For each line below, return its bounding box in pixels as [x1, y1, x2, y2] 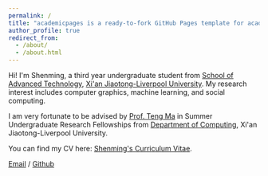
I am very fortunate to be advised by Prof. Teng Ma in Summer [8, 111, 213, 120]
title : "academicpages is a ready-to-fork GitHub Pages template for [8, 19, 245, 27]
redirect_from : [8, 33, 59, 42]
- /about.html [15, 49, 62, 57]
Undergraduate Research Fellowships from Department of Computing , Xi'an [8, 120, 258, 129]
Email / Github [8, 159, 54, 168]
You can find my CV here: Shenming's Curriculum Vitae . [8, 144, 193, 153]
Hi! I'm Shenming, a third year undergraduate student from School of [8, 71, 234, 80]
